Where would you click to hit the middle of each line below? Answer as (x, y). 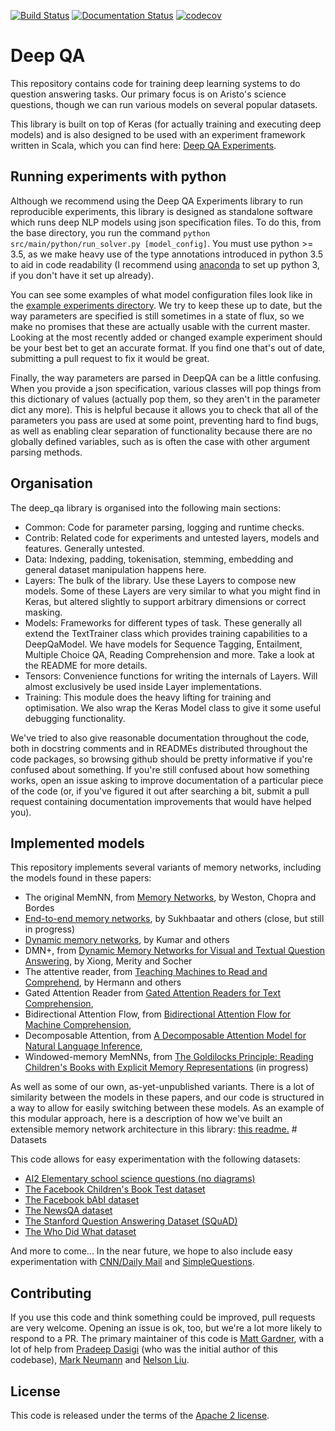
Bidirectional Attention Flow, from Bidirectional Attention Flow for (158, 1014)
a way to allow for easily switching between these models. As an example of (167, 1108)
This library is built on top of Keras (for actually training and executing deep (166, 124)
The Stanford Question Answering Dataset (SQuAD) (131, 1221)
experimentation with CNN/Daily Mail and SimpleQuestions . (132, 1262)
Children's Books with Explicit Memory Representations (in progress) (166, 1067)
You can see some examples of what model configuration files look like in (161, 294)
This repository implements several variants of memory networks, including (166, 867)
